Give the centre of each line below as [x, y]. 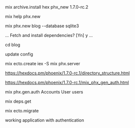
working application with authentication [45, 120]
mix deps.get [18, 101]
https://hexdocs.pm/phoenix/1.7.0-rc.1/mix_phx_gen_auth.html [67, 82]
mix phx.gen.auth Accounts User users [44, 92]
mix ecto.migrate [22, 111]
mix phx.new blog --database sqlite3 [42, 26]
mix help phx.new [23, 16]
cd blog [13, 45]
